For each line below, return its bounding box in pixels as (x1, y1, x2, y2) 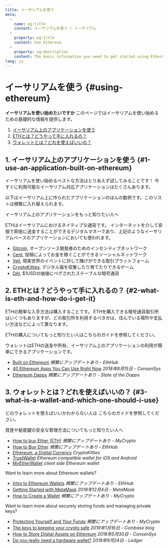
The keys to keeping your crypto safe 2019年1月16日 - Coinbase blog (12, 524, 155, 530)
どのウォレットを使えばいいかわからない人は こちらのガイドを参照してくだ (5, 410, 160, 416)
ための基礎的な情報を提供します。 (5, 116, 75, 122)
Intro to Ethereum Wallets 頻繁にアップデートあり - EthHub (12, 480, 134, 486)
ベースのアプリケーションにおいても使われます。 (13, 235, 113, 241)
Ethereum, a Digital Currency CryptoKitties (12, 449, 100, 455)
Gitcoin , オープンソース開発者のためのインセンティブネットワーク (12, 245, 147, 251)
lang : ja (5, 59, 23, 64)
